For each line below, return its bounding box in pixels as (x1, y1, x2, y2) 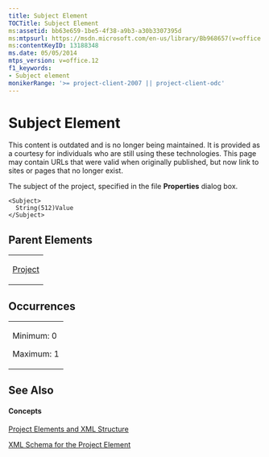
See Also (8, 384, 54, 397)
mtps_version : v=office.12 (8, 57, 99, 65)
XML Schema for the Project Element (8, 439, 131, 449)
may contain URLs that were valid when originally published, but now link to (8, 158, 259, 167)
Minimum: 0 (12, 331, 58, 342)
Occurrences (8, 299, 76, 313)
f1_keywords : (8, 64, 52, 72)
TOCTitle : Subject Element (8, 19, 99, 27)
